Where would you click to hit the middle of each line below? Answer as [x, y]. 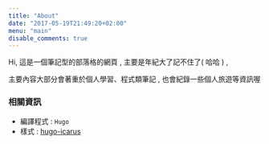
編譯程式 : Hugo [45, 121]
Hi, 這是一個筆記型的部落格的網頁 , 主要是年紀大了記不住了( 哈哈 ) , [118, 62]
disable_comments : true [48, 38]
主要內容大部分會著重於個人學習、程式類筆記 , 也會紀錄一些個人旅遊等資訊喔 [134, 79]
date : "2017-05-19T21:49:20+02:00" [68, 23]
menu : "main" [30, 31]
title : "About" [34, 16]
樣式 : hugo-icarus [51, 131]
